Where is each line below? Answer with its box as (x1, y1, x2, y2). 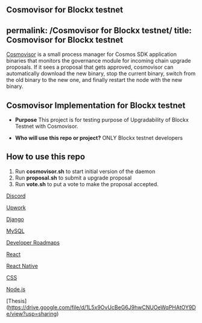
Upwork (6, 204, 26, 211)
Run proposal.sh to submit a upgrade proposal (14, 174, 132, 181)
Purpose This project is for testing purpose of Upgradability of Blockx (14, 116, 189, 124)
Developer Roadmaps (6, 239, 60, 246)
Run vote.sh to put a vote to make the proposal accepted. (14, 180, 159, 187)
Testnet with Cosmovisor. (14, 123, 78, 130)
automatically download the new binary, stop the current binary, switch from (6, 70, 196, 77)
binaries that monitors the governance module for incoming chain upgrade (6, 57, 191, 64)
